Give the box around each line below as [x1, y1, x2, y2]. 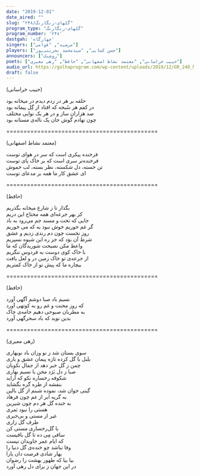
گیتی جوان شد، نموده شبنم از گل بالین [6, 387, 90, 394]
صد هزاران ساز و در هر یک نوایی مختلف [6, 110, 94, 117]
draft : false [6, 70, 39, 75]
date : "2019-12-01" [6, 8, 55, 15]
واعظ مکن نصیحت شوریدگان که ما [6, 242, 83, 250]
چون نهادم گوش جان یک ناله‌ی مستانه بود [6, 116, 96, 124]
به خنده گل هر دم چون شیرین [6, 399, 71, 407]
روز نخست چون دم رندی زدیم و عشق [6, 229, 89, 237]
